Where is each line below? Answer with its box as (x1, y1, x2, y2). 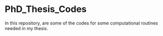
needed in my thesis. (5, 25, 49, 31)
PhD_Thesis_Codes (5, 3, 87, 15)
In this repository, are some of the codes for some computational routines (5, 20, 158, 26)
